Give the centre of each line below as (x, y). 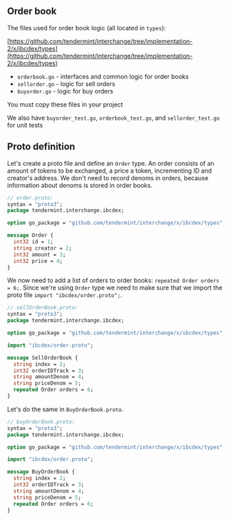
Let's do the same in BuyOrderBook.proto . (65, 409)
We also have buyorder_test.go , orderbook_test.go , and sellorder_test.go (113, 118)
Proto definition (41, 147)
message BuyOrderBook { (41, 472)
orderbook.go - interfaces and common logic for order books (103, 76)
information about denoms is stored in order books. (80, 185)
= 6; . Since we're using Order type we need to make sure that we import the (115, 288)
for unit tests (25, 125)
